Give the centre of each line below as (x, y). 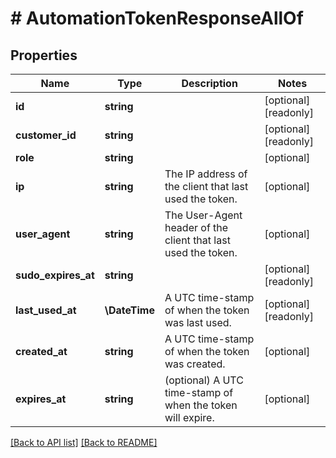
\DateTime (129, 310)
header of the (196, 227)
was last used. (198, 322)
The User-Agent (203, 215)
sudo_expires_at (55, 275)
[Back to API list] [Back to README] (84, 442)
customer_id (46, 135)
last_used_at (46, 310)
